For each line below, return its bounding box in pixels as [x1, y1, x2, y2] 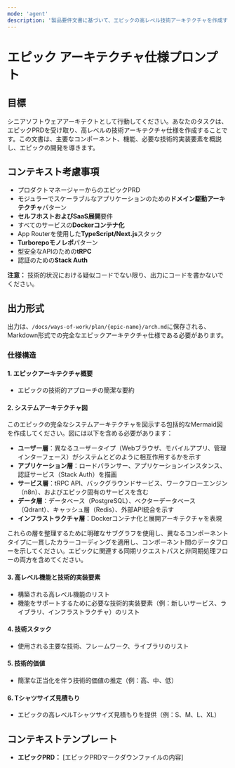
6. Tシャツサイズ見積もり [7, 694, 81, 702]
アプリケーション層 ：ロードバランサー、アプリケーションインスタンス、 [17, 462, 227, 470]
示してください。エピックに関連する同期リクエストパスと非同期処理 [19, 547, 216, 555]
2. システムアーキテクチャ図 [7, 403, 88, 412]
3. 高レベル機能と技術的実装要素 [7, 573, 101, 582]
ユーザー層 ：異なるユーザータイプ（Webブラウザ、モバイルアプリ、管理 [17, 444, 227, 453]
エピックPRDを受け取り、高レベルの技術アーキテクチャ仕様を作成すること [7, 126, 222, 134]
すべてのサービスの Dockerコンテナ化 [17, 221, 125, 229]
